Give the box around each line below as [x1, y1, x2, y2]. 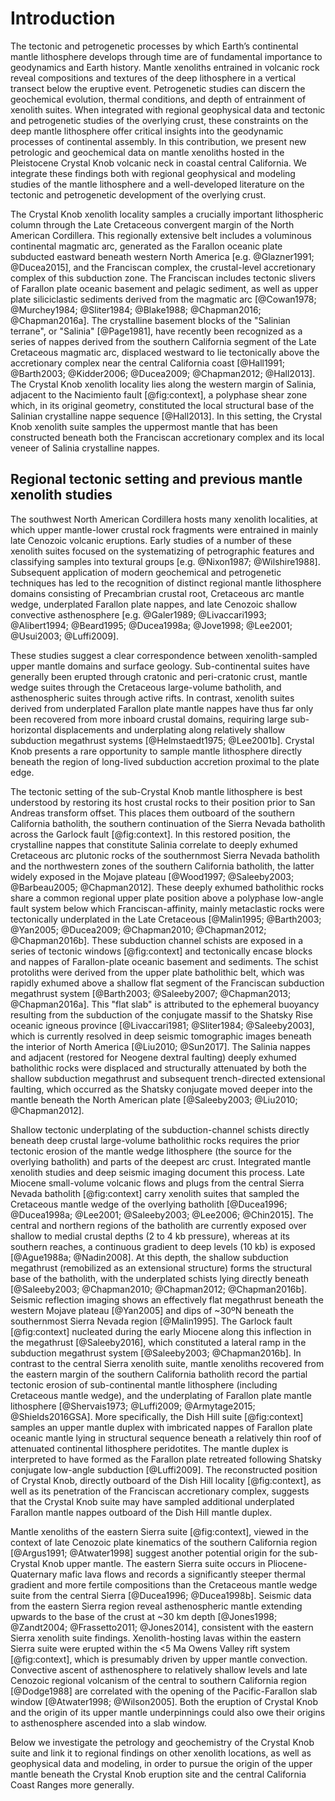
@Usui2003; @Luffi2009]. [10, 630, 119, 642]
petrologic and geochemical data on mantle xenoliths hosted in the [10, 146, 285, 158]
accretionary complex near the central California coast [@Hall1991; [10, 357, 285, 369]
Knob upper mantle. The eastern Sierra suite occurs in [41, 1557, 266, 1569]
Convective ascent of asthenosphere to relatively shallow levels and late [10, 1663, 308, 1676]
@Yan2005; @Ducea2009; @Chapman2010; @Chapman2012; [10, 923, 267, 936]
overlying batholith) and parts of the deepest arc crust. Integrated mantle [10, 1155, 312, 1167]
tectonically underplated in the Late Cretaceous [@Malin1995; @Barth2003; [10, 913, 322, 925]
